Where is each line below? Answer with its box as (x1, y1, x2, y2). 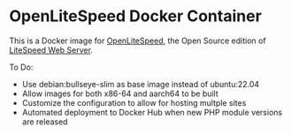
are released (21, 116, 68, 127)
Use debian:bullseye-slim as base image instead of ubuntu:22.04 (21, 78, 260, 89)
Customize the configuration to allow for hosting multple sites (21, 97, 247, 108)
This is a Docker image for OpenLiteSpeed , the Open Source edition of (9, 35, 267, 46)
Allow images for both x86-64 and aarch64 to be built (21, 88, 218, 99)
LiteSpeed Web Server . (9, 44, 93, 55)
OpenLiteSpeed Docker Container (9, 6, 263, 26)
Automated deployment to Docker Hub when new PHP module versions (21, 107, 283, 117)
